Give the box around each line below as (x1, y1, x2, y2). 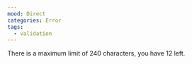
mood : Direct (7, 10, 46, 18)
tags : (7, 23, 23, 30)
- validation (13, 30, 52, 37)
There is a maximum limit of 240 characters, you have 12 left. (7, 49, 186, 58)
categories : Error (7, 17, 62, 24)
